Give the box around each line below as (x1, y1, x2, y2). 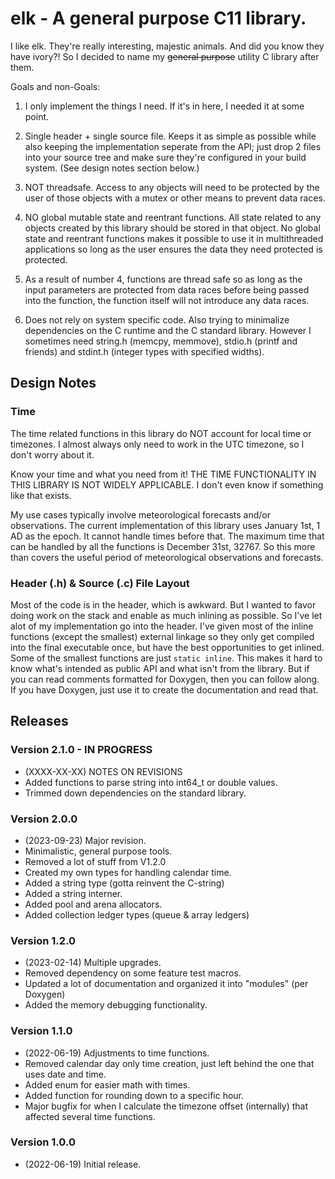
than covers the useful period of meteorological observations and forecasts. (10, 551, 324, 563)
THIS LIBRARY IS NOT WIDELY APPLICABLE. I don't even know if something (10, 478, 324, 491)
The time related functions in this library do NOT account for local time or (10, 427, 312, 439)
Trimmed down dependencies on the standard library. (24, 787, 247, 799)
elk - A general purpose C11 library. (10, 7, 307, 30)
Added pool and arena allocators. (24, 898, 163, 910)
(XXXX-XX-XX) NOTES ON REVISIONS (24, 765, 183, 777)
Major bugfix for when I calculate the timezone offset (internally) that (24, 1100, 308, 1112)
